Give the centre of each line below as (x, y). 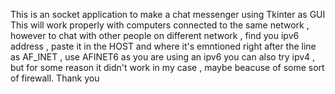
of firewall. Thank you (55, 78)
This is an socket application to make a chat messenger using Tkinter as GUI (168, 14)
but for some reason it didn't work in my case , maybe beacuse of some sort (167, 67)
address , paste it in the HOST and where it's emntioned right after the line (163, 46)
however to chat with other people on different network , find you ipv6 (155, 35)
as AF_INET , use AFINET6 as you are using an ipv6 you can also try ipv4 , (163, 57)
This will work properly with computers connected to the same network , (160, 25)
